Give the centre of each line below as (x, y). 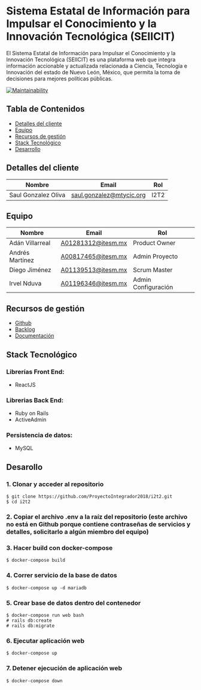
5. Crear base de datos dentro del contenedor (74, 602)
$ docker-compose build (36, 561)
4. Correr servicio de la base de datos (62, 575)
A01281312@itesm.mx (94, 243)
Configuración (153, 287)
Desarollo (25, 467)
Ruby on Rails (32, 413)
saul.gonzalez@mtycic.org (108, 195)
